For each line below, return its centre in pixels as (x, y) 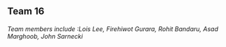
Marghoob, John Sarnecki (45, 36)
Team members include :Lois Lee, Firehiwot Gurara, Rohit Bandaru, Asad (113, 29)
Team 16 (26, 11)
